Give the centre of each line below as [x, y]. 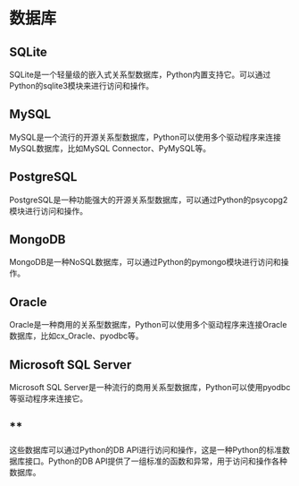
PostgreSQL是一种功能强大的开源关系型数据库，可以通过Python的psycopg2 [149, 200]
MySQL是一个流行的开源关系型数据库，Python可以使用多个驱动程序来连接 [145, 137]
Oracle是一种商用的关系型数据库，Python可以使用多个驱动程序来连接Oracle [148, 325]
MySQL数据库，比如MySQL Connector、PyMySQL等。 [110, 148]
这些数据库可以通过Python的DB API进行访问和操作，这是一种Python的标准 [146, 449]
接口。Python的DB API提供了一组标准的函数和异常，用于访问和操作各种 [156, 461]
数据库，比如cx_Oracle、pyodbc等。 [76, 336]
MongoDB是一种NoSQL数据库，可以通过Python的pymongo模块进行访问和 [145, 262]
